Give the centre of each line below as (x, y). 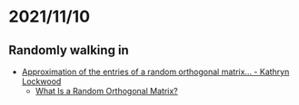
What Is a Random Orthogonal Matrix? (106, 91)
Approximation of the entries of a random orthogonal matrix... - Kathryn (155, 72)
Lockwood (41, 81)
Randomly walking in (69, 50)
